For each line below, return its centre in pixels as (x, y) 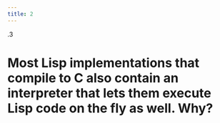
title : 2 (20, 14)
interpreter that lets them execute (110, 93)
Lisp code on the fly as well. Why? (110, 108)
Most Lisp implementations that (104, 63)
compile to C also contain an (93, 78)
